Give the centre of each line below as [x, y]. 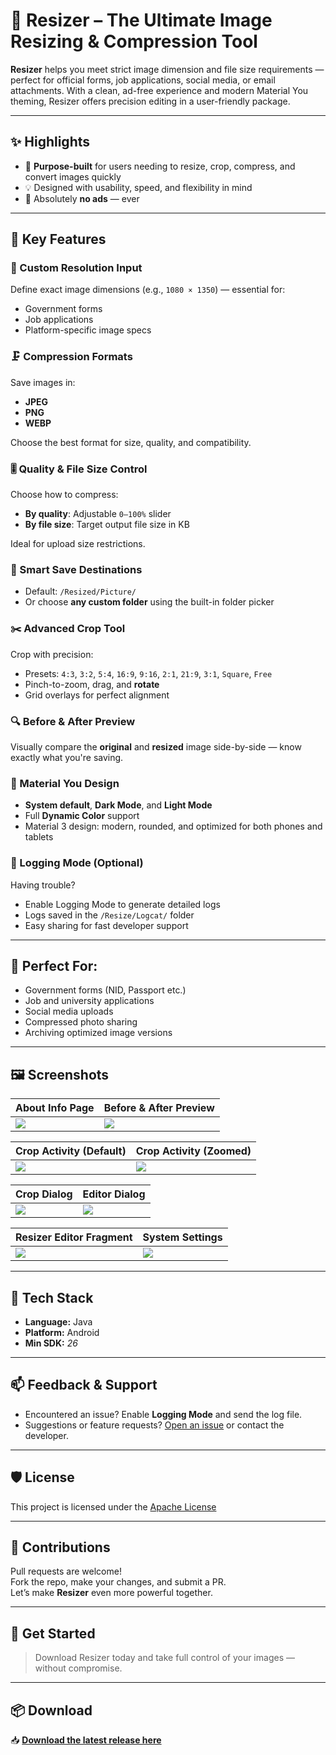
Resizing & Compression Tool [134, 41]
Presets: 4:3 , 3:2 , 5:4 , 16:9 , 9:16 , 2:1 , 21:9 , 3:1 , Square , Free [148, 673]
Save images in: [43, 382]
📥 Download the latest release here [86, 1740]
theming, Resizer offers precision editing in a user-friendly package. [150, 101]
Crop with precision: [52, 654]
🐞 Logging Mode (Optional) [77, 863]
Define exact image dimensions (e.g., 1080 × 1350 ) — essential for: [148, 290]
